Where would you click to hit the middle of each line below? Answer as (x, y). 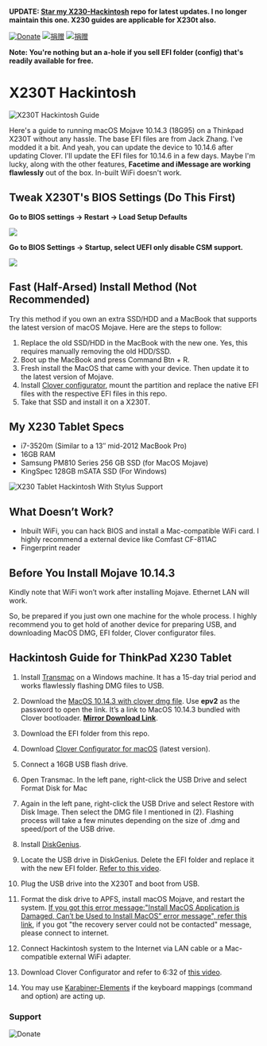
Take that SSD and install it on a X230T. (85, 402)
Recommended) (50, 300)
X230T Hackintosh (73, 93)
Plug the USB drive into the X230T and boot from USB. (110, 884)
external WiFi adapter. (95, 956)
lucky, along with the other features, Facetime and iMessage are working (130, 164)
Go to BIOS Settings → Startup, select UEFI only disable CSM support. (126, 247)
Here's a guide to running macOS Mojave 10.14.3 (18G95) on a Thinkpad (127, 130)
